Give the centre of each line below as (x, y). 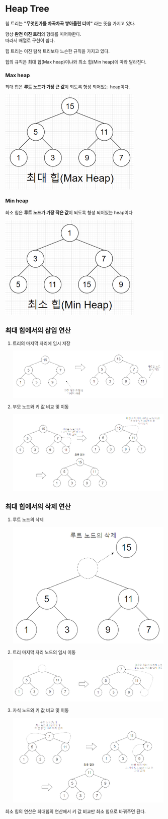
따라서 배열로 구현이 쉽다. (30, 40)
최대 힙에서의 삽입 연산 (38, 330)
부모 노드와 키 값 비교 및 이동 (40, 406)
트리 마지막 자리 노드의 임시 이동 (44, 652)
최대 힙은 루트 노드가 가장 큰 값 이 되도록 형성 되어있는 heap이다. (67, 87)
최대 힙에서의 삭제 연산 (38, 507)
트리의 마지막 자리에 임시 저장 (41, 343)
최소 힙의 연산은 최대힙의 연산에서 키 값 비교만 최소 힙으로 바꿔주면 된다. (75, 811)
